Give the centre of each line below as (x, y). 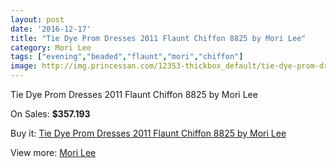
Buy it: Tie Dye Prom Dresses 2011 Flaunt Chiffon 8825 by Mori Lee (148, 133)
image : (24, 66)
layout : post (37, 19)
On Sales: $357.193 (50, 114)
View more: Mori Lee (53, 152)
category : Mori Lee (51, 47)
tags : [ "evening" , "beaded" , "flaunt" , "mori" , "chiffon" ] (127, 57)
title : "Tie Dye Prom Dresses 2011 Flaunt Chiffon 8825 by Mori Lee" (158, 38)
